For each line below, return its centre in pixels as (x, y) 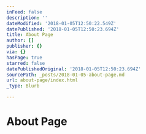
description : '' (27, 18)
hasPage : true (25, 58)
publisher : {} (25, 47)
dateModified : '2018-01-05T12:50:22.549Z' (61, 23)
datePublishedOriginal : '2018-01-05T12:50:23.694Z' (74, 69)
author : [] (20, 40)
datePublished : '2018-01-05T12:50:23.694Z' (63, 29)
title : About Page (30, 35)
